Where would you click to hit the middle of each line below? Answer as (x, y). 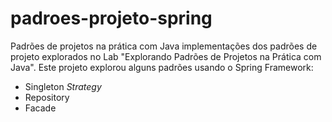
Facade (40, 108)
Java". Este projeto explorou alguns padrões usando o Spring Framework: (162, 67)
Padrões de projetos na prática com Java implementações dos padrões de (164, 46)
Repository (47, 97)
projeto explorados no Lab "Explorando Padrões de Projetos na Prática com (166, 56)
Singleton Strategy (63, 86)
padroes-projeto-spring (111, 18)
